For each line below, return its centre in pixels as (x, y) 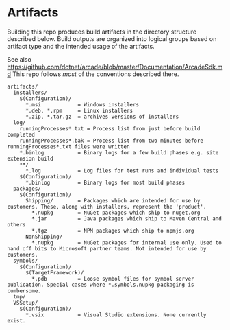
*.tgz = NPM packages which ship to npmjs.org (113, 231)
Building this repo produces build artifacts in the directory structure (102, 32)
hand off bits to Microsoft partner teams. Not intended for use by (107, 248)
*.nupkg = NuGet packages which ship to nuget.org (116, 213)
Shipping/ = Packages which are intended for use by (113, 200)
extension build (30, 158)
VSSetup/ (26, 303)
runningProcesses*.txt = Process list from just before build (110, 128)
